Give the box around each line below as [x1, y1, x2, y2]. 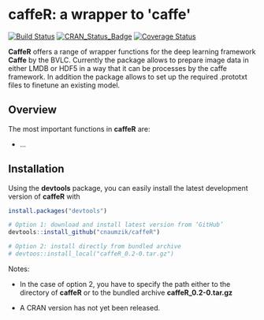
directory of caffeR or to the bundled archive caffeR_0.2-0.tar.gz [19, 288, 232, 297]
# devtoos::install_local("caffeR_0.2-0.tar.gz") [8, 250, 175, 258]
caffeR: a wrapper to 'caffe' [8, 6, 191, 24]
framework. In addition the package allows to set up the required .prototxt [8, 72, 248, 81]
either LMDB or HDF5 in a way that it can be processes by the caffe [8, 63, 227, 73]
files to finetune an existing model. [8, 80, 121, 90]
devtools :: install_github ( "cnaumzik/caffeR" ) [8, 229, 160, 236]
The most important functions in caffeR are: [8, 124, 151, 133]
